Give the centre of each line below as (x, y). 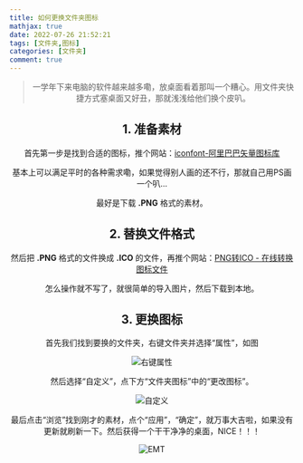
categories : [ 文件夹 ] (48, 52)
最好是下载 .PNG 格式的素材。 (152, 203)
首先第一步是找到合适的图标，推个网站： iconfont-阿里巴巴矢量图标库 (152, 153)
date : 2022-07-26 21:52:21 (60, 34)
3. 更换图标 (152, 319)
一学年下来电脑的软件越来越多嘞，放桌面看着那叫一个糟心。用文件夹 (159, 87)
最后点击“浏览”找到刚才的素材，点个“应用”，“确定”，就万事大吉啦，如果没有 (152, 420)
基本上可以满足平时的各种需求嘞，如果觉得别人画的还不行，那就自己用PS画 (152, 172)
